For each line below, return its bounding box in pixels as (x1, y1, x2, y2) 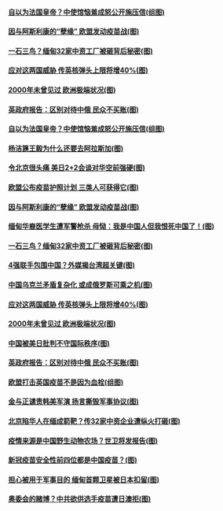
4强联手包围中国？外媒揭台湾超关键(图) (8, 261, 136, 270)
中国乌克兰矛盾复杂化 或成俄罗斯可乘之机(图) (8, 280, 153, 289)
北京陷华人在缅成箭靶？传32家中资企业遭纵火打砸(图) (8, 417, 181, 426)
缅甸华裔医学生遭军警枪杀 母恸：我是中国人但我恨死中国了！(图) (8, 221, 214, 231)
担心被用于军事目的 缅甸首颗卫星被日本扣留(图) (8, 475, 159, 484)
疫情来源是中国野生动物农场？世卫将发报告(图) (8, 435, 159, 445)
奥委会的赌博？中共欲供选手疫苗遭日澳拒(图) (8, 494, 152, 504)
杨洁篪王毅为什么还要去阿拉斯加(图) (8, 143, 124, 153)
